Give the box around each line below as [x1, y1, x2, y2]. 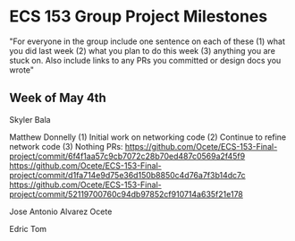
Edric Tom [9, 223, 47, 234]
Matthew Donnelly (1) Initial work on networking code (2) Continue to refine [9, 132, 287, 142]
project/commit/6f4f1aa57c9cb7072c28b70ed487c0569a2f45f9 [9, 151, 246, 161]
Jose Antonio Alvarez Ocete [9, 206, 113, 217]
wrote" [9, 65, 34, 75]
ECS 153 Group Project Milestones [9, 6, 268, 27]
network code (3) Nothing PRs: [9, 141, 123, 151]
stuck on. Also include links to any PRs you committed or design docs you [9, 55, 282, 65]
